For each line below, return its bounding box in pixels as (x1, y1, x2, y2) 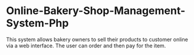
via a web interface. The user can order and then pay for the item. (6, 42, 166, 49)
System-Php (6, 16, 69, 30)
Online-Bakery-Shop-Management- (6, 4, 186, 18)
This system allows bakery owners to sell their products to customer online (6, 36, 189, 43)
